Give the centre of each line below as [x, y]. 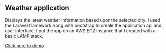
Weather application [37, 8]
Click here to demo [25, 45]
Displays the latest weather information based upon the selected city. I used [83, 20]
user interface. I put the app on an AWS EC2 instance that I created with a [80, 30]
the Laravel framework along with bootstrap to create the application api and [83, 25]
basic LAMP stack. [24, 36]
